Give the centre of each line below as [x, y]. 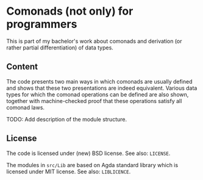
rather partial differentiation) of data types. [60, 48]
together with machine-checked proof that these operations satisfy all [94, 101]
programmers [42, 24]
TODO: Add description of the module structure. [66, 119]
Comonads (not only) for [70, 11]
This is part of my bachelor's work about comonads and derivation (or [94, 41]
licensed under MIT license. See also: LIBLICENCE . [69, 171]
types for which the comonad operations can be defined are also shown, [98, 94]
